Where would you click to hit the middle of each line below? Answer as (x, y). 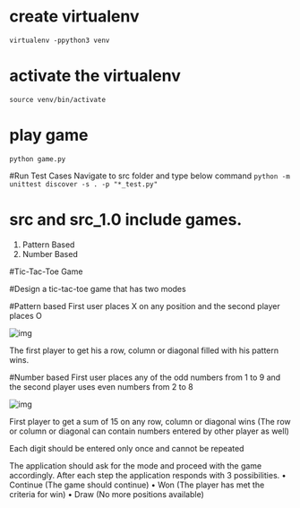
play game (49, 135)
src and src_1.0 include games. (126, 220)
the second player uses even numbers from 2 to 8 (102, 386)
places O (26, 315)
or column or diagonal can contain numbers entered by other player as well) (149, 431)
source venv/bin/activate (57, 99)
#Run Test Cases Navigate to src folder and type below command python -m (150, 176)
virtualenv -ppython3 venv (60, 40)
